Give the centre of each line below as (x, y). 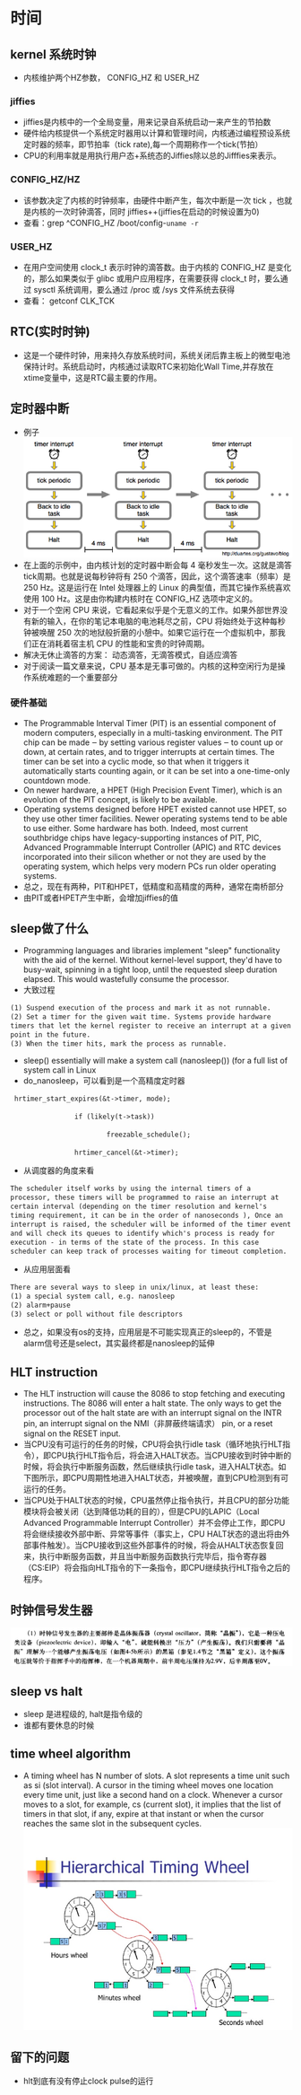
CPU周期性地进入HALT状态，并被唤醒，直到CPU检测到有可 (180, 1478)
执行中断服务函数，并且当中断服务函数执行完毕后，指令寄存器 (153, 1556)
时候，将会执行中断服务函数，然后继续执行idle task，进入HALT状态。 (150, 1467)
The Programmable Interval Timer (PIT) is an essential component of (150, 723)
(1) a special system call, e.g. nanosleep (93, 1297)
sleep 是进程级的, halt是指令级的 (82, 1714)
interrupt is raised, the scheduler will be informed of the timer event (151, 1225)
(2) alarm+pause (40, 1306)
